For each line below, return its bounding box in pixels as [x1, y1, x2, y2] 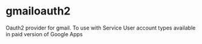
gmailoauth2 [5, 4, 71, 18]
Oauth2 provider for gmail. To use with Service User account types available [5, 24, 196, 31]
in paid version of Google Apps [5, 30, 83, 37]
